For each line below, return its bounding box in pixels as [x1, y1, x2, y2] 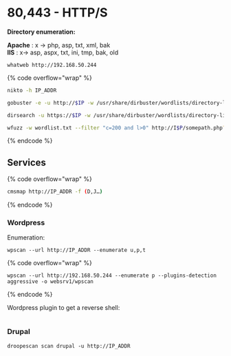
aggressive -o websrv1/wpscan [7, 278, 94, 285]
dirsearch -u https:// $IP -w [7, 112, 91, 118]
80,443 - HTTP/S [7, 5, 108, 21]
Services [7, 156, 47, 168]
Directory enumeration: [7, 28, 76, 36]
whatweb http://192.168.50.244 [7, 61, 97, 68]
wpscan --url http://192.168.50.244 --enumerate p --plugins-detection [7, 272, 217, 280]
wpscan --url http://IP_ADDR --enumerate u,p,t [7, 247, 146, 254]
